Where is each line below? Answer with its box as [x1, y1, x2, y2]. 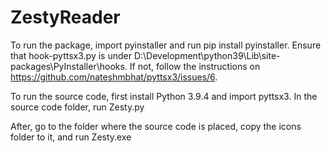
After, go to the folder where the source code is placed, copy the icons [10, 120, 302, 132]
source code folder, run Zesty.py [10, 101, 145, 113]
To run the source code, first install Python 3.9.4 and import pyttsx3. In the [10, 90, 318, 102]
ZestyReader [10, 6, 121, 29]
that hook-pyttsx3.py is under [10, 49, 132, 61]
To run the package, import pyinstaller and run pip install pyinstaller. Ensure [10, 39, 322, 51]
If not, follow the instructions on [129, 60, 261, 72]
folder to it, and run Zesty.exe [10, 131, 132, 143]
